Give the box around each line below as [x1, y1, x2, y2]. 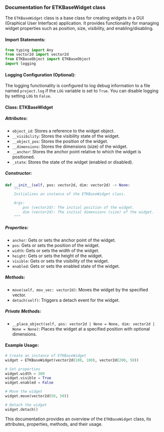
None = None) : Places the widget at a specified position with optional [12, 326, 150, 332]
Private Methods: [5, 308, 42, 314]
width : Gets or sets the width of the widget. [12, 247, 99, 253]
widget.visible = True [5, 376, 51, 381]
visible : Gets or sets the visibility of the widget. [12, 258, 109, 264]
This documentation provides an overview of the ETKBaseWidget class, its [5, 416, 151, 422]
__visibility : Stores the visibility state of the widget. [12, 133, 120, 139]
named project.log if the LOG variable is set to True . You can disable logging [5, 88, 159, 94]
